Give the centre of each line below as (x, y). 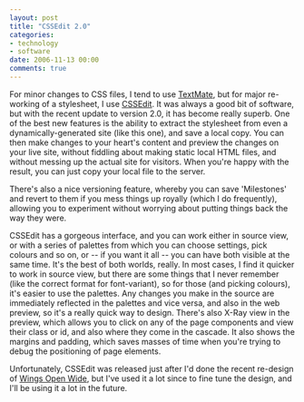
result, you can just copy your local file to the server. (108, 171)
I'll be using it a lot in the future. (69, 387)
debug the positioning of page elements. (85, 351)
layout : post (34, 18)
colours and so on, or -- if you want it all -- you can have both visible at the (150, 254)
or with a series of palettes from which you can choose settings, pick (138, 245)
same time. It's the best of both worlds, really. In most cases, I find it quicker (152, 264)
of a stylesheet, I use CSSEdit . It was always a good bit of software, (168, 103)
